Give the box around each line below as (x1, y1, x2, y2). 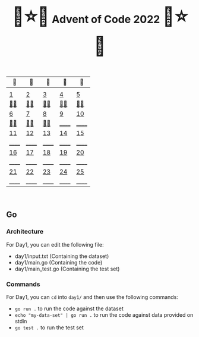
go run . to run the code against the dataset (14, 305, 124, 312)
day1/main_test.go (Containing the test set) (14, 265, 120, 272)
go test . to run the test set (14, 324, 84, 331)
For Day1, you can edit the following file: (6, 241, 104, 248)
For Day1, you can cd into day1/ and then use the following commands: (6, 293, 178, 300)
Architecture (6, 228, 44, 236)
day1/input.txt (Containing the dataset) (14, 253, 109, 260)
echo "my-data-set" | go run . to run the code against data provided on (14, 311, 194, 318)
